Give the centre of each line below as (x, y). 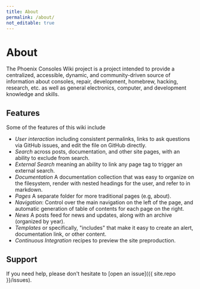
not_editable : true (30, 23)
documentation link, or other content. (60, 234)
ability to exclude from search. (52, 158)
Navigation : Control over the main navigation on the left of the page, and (104, 202)
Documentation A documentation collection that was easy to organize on (104, 177)
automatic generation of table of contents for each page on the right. (99, 209)
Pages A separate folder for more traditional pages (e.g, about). (93, 196)
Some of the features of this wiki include (56, 127)
